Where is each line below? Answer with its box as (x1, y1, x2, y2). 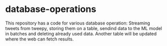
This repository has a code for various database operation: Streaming (5, 20, 150, 26)
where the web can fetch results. (5, 36, 74, 42)
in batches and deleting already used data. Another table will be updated (5, 30, 157, 36)
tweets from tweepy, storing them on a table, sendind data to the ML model (5, 25, 162, 31)
